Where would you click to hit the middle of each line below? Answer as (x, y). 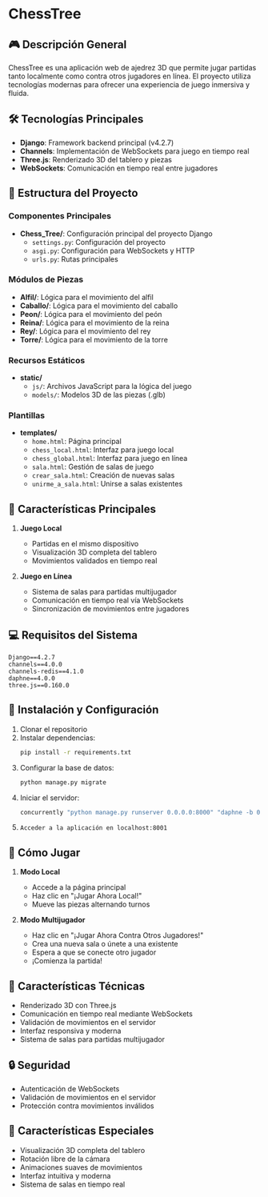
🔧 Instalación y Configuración (84, 710)
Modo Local (40, 872)
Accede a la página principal (79, 887)
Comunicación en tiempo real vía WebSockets (108, 600)
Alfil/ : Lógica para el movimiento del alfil (86, 297)
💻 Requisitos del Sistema (73, 635)
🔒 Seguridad (39, 1065)
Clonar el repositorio (54, 729)
